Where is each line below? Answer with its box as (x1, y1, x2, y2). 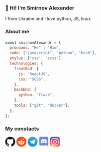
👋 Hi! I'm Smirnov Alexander (5, 4, 75, 11)
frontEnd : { (14, 66, 39, 71)
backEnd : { (14, 87, 37, 92)
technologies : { (9, 61, 43, 66)
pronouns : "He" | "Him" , (9, 45, 61, 50)
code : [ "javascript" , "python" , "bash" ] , (9, 51, 97, 56)
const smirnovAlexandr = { (5, 40, 61, 45)
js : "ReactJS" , (18, 72, 50, 76)
